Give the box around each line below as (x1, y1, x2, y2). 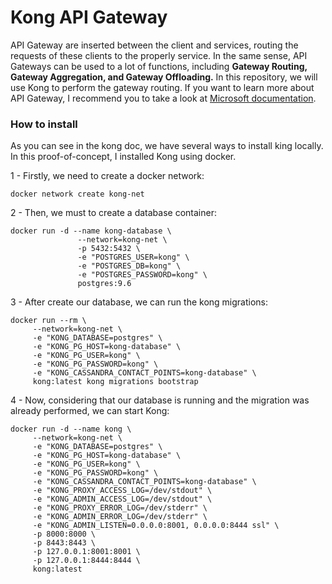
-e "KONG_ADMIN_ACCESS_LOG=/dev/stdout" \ (32, 494, 213, 505)
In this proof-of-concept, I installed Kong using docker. (10, 151, 237, 163)
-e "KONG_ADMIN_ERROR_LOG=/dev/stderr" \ (32, 512, 208, 522)
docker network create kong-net (10, 189, 145, 200)
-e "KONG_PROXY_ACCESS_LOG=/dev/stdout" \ (32, 486, 213, 496)
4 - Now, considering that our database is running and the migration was (10, 394, 310, 406)
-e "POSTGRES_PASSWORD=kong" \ (77, 270, 208, 280)
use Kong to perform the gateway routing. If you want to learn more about (10, 81, 315, 93)
